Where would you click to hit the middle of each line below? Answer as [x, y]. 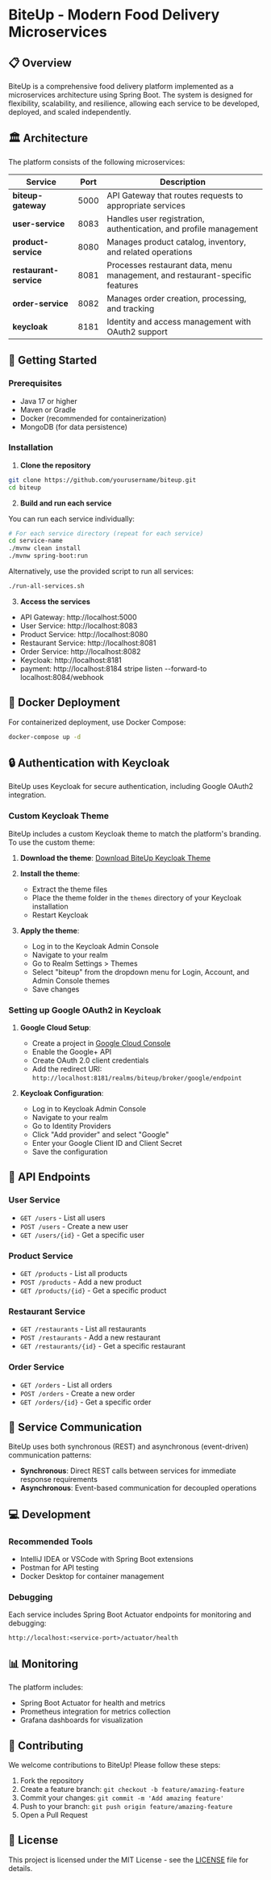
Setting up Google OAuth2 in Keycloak [85, 1009]
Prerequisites [35, 384]
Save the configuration [70, 1152]
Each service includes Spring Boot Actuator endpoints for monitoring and [130, 1615]
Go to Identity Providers [71, 1126]
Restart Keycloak [60, 915]
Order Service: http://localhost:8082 [80, 651]
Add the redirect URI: [67, 1069]
